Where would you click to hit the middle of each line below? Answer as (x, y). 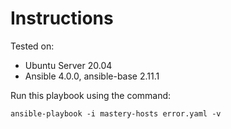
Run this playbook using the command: (91, 95)
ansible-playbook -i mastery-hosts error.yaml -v (116, 113)
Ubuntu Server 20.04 (68, 65)
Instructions (62, 18)
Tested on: (32, 46)
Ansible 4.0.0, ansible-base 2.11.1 (92, 76)
